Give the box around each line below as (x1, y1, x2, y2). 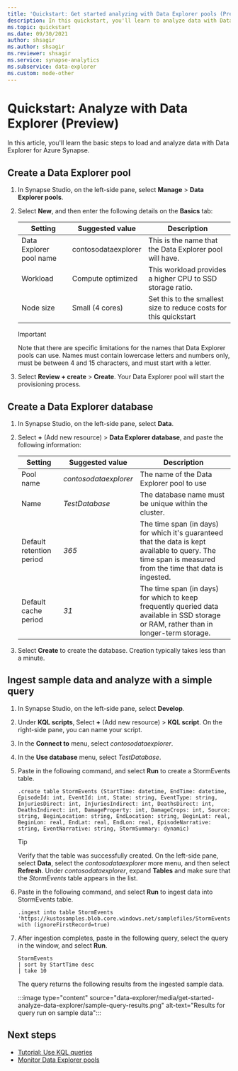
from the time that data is (140, 563, 224, 573)
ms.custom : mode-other (7, 69, 74, 77)
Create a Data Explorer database (7, 400, 154, 413)
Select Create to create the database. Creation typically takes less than (17, 646, 227, 655)
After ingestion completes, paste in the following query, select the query (17, 933, 229, 942)
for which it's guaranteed (140, 528, 224, 538)
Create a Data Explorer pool (7, 167, 131, 179)
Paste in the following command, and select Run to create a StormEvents (17, 766, 231, 775)
